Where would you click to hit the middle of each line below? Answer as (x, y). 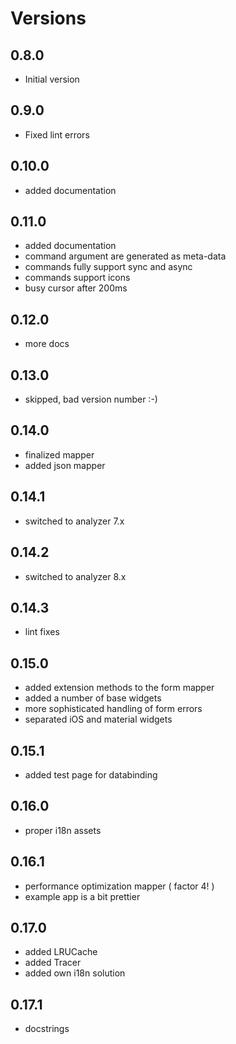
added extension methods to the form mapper (119, 688)
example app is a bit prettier (82, 896)
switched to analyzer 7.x (74, 521)
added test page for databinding (91, 774)
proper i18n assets (63, 830)
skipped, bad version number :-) (91, 399)
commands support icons (77, 278)
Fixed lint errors (57, 134)
